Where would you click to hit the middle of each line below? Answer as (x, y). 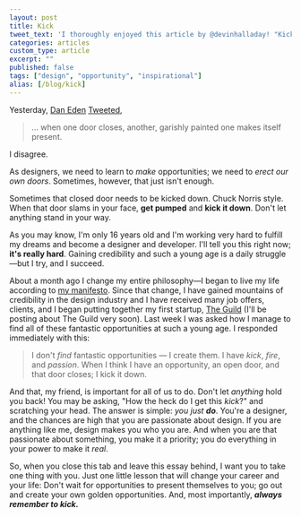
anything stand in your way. (60, 217)
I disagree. (29, 154)
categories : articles (50, 43)
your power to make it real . (59, 448)
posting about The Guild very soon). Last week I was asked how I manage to (150, 318)
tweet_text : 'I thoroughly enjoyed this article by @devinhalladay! (140, 34)
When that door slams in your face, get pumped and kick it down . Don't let (148, 208)
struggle (271, 254)
